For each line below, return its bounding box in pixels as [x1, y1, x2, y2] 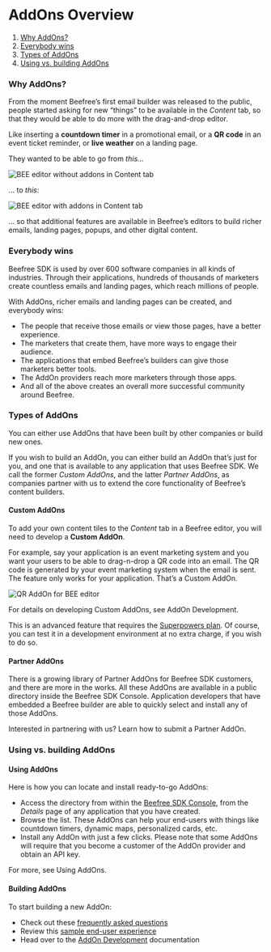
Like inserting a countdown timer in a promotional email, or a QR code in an [8, 129, 261, 139]
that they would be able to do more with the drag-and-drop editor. [8, 114, 229, 124]
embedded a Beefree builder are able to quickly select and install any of [8, 700, 248, 709]
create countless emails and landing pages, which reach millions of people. [8, 281, 259, 290]
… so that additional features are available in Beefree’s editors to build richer [8, 217, 262, 226]
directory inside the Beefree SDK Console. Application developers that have [8, 692, 261, 701]
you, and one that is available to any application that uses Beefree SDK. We [8, 461, 259, 471]
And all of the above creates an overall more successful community [19, 381, 245, 391]
